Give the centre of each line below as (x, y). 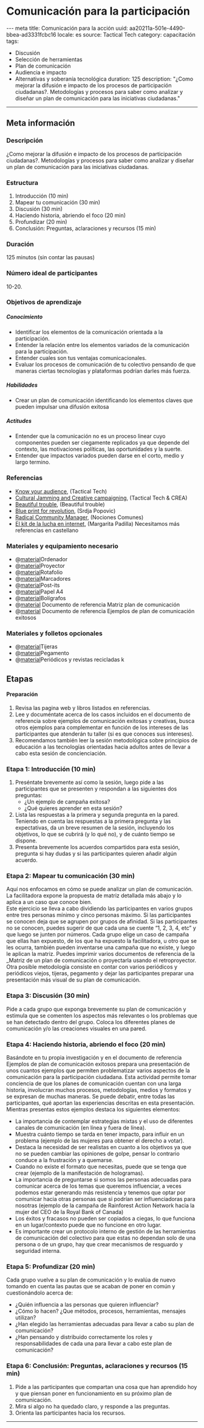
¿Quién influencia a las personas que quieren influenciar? (87, 1305)
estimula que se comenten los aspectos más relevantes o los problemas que (102, 1015)
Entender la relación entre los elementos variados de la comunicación (102, 345)
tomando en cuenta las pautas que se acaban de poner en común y (91, 1286)
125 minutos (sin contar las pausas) (51, 257)
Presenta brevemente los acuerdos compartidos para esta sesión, (97, 847)
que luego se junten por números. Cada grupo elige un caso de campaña (98, 935)
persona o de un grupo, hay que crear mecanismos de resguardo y (99, 1244)
